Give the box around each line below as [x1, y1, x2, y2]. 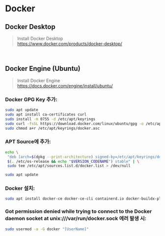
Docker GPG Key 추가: [5, 96, 57, 103]
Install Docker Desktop [17, 35, 63, 41]
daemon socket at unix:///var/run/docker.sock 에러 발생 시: [5, 215, 146, 222]
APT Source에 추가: [5, 138, 51, 145]
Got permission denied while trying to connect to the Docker [5, 208, 152, 215]
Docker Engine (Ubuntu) [5, 64, 81, 73]
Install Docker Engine [17, 77, 60, 84]
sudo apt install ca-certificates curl [5, 112, 87, 117]
